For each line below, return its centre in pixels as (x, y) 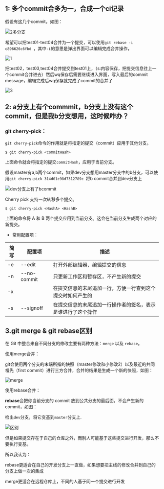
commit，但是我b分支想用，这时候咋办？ (67, 116)
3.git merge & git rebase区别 (49, 331)
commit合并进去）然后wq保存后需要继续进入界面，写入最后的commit (78, 74)
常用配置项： (25, 234)
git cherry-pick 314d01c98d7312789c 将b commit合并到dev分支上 (76, 178)
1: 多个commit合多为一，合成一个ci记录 (65, 9)
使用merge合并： (22, 354)
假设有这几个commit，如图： (34, 22)
